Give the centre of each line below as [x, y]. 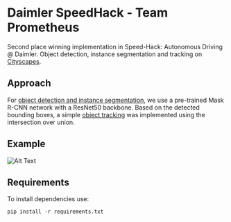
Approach [29, 84]
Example [26, 144]
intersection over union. [41, 122]
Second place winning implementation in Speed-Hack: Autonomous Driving [115, 46]
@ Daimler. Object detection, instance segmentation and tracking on [105, 54]
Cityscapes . [24, 61]
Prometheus [43, 27]
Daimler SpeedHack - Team [88, 13]
